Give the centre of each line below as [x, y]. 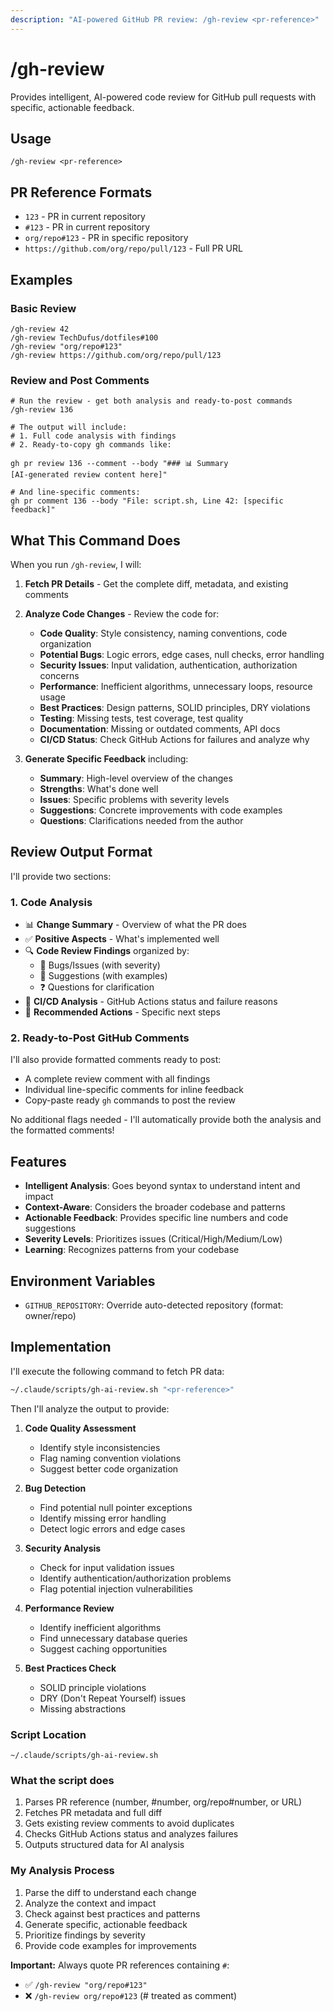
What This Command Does [95, 540]
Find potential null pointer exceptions [116, 1507]
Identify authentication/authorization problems [135, 1578]
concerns [59, 675]
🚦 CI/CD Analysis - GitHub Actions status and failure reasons [151, 1002]
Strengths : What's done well [99, 788]
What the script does [62, 1780]
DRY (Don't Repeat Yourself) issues [113, 1698]
